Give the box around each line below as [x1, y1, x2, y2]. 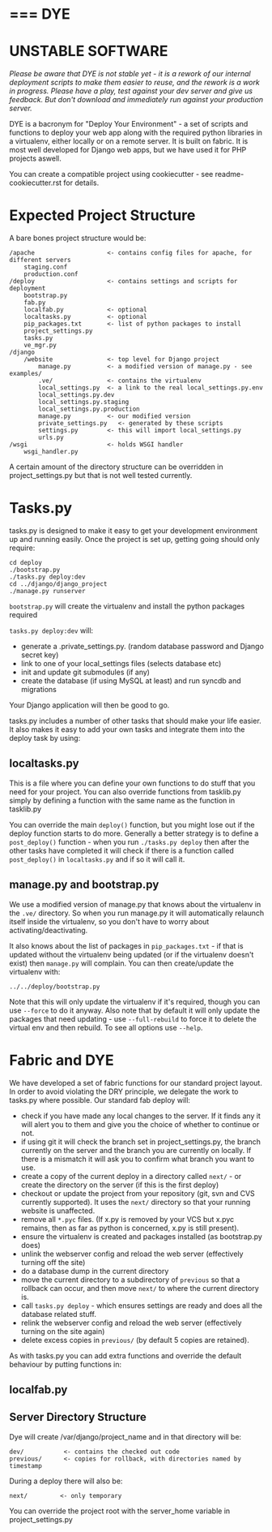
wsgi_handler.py [23, 448, 79, 456]
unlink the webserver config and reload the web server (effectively [20, 1249, 244, 1259]
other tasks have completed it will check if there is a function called [9, 846, 234, 855]
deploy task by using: [9, 734, 81, 742]
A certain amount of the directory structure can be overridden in [9, 462, 223, 471]
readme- [215, 170, 244, 179]
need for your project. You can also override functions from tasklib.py [9, 786, 241, 796]
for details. [63, 178, 100, 187]
